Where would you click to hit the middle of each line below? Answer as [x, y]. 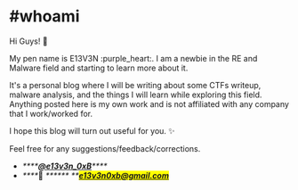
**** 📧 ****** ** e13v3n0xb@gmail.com [95, 175]
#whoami [44, 17]
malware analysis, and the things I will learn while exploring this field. [136, 95]
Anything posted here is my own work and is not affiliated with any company [149, 103]
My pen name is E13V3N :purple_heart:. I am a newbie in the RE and [133, 58]
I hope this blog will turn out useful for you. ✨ [92, 130]
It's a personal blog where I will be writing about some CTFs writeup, [135, 85]
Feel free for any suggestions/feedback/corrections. [105, 148]
